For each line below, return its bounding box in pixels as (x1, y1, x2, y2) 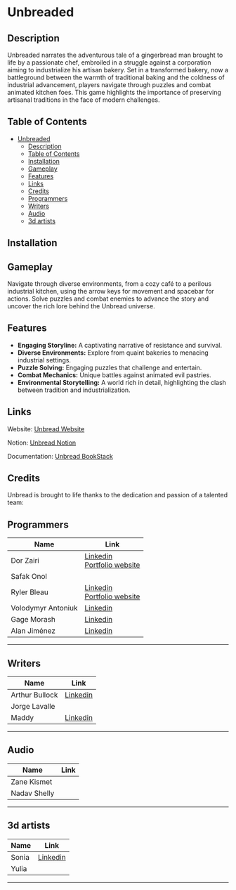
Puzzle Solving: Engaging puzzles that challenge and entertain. (17, 363, 202, 372)
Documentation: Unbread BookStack (7, 452, 114, 460)
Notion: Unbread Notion (7, 438, 77, 447)
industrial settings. (17, 355, 72, 364)
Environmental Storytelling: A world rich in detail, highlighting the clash (17, 378, 227, 386)
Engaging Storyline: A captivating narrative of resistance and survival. (17, 341, 223, 349)
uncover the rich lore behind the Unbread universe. (7, 302, 156, 310)
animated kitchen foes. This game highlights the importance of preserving (7, 89, 221, 96)
